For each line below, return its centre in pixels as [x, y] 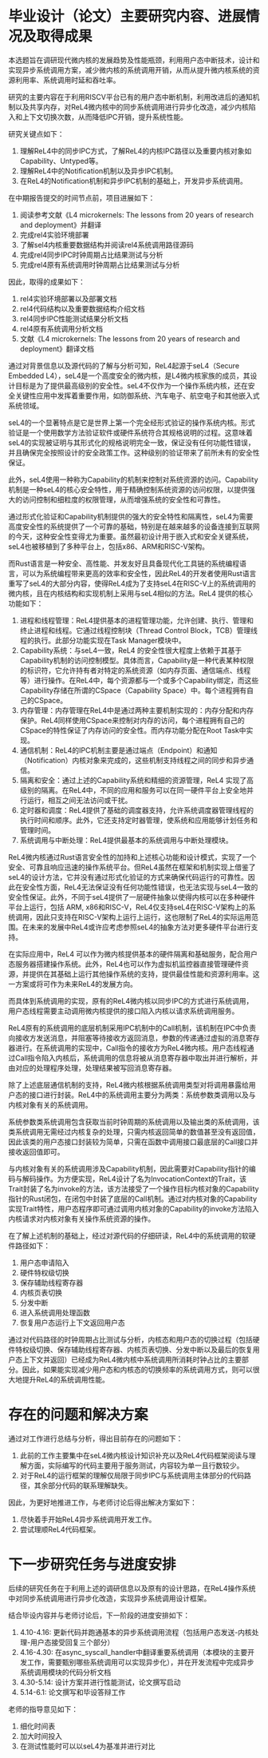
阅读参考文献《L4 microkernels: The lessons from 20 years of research [136, 215]
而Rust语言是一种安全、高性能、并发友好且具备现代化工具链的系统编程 [124, 563]
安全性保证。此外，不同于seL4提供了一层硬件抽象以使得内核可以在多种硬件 [132, 897]
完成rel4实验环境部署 [54, 235]
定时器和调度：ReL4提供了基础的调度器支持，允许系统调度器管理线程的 [136, 810]
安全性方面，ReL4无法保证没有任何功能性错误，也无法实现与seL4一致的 [140, 887]
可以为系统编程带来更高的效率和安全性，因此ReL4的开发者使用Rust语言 [139, 573]
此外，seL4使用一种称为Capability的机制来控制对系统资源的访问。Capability [133, 479]
